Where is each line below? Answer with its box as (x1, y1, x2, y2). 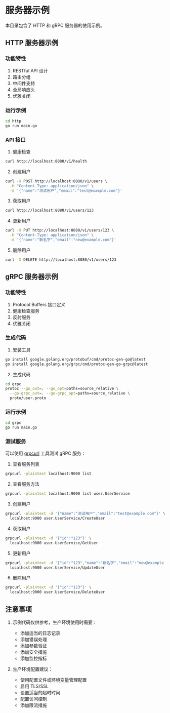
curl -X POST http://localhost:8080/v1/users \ (5, 178, 108, 184)
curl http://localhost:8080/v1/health (5, 159, 87, 164)
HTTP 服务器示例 (5, 38, 59, 47)
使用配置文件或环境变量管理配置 (20, 677, 87, 683)
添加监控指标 (20, 655, 47, 661)
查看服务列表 (12, 461, 39, 467)
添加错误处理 (20, 636, 47, 642)
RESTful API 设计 (12, 67, 48, 73)
